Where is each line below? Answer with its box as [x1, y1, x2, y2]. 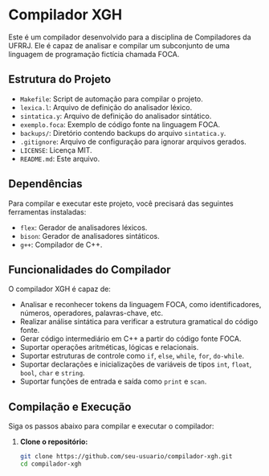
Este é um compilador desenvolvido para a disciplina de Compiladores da [8, 32, 251, 42]
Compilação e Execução [8, 400, 132, 413]
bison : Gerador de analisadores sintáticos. [19, 231, 161, 240]
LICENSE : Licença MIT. [19, 145, 92, 154]
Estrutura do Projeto [8, 72, 112, 86]
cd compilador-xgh [19, 460, 82, 468]
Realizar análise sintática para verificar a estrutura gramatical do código [19, 317, 259, 326]
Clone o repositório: [19, 437, 88, 447]
